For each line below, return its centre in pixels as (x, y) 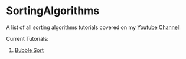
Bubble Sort (29, 50)
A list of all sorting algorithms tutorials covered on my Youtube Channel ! (94, 27)
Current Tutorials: (27, 38)
